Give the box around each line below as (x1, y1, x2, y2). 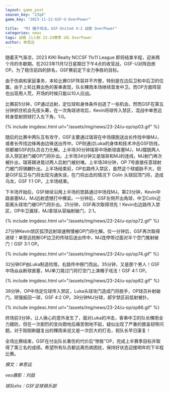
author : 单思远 (5, 40, 35, 45)
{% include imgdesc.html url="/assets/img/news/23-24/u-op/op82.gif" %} (5, 278, 160, 284)
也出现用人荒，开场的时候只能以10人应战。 (5, 90, 94, 96)
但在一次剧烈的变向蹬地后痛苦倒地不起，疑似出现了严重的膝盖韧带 (22, 321, 159, 327)
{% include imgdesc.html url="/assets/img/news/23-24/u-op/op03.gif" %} (5, 123, 160, 129)
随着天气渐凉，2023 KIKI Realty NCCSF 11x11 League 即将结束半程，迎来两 (5, 54, 160, 60)
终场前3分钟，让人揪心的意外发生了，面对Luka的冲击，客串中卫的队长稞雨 (5, 314, 159, 320)
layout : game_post (5, 7, 44, 13)
